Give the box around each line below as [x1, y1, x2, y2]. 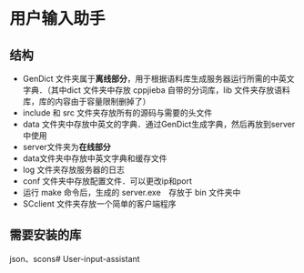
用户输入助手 [9, 8, 106, 29]
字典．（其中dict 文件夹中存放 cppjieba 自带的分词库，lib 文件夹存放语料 [22, 85, 291, 96]
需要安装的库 [9, 227, 82, 243]
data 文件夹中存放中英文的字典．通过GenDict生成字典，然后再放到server [22, 119, 296, 129]
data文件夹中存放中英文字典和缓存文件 [22, 153, 167, 164]
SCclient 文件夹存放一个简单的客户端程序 [22, 198, 177, 209]
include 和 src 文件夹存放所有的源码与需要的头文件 [22, 107, 213, 118]
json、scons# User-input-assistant [9, 253, 140, 264]
